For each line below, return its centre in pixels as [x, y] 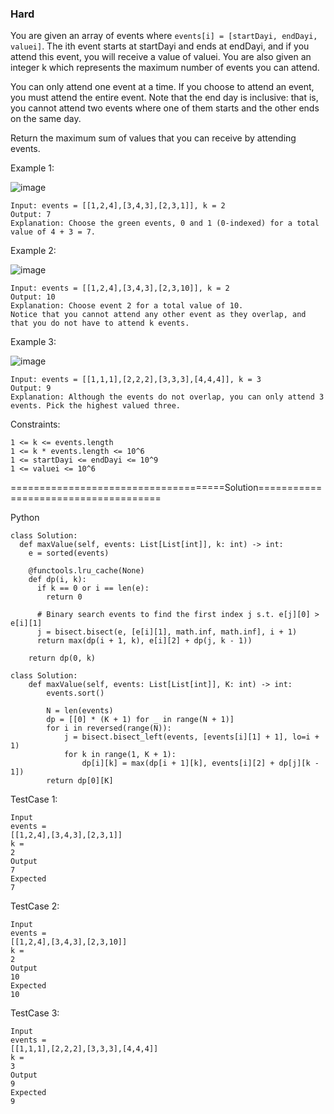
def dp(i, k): [57, 580]
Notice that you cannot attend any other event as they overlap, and [158, 315]
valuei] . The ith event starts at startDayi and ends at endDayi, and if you [160, 46]
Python [25, 518]
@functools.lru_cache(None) [86, 571]
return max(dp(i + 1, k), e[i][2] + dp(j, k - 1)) [144, 641]
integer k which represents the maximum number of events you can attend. [165, 68]
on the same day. [46, 119]
